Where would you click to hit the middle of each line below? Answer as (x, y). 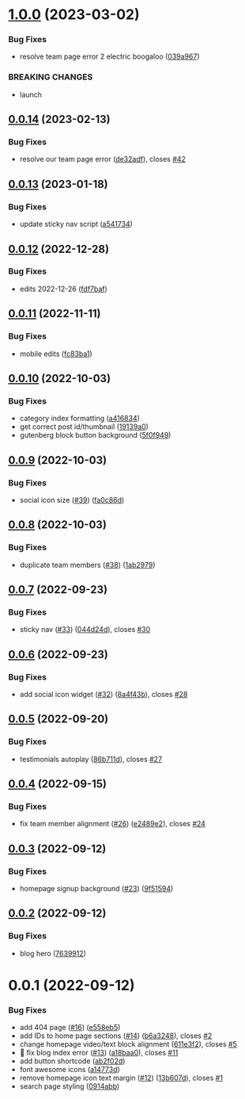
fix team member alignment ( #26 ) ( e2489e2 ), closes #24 (112, 824)
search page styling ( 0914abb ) (70, 1086)
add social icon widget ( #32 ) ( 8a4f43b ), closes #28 (104, 694)
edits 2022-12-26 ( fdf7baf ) (64, 289)
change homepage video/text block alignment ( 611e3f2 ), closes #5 (128, 1044)
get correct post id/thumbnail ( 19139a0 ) (84, 427)
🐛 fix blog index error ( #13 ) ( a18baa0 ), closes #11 (99, 1053)
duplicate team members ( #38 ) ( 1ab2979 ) (87, 565)
